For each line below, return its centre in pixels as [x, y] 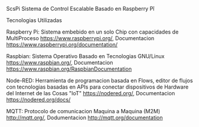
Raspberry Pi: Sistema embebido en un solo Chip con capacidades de [92, 32]
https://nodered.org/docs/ [38, 99]
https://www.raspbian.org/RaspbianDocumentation [69, 69]
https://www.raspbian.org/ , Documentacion [60, 63]
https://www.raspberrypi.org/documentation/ [62, 45]
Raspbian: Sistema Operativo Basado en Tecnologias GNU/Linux [85, 56]
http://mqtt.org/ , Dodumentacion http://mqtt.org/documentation [85, 117]
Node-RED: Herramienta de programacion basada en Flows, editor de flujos [99, 81]
